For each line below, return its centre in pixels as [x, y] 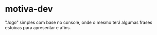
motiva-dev [29, 9]
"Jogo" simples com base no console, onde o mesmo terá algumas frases [79, 22]
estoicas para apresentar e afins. [38, 27]
